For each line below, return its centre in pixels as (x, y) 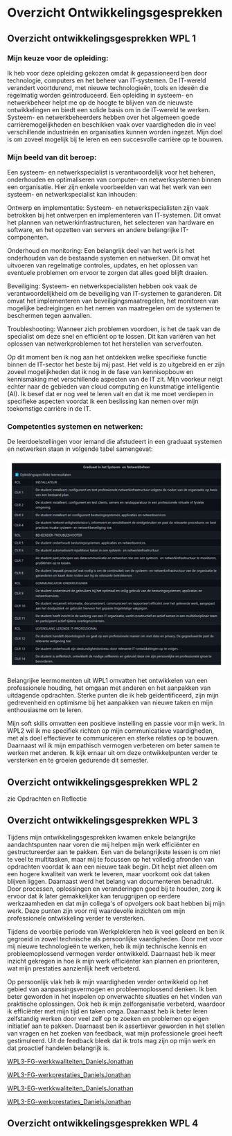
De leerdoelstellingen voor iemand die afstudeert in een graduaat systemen (115, 442)
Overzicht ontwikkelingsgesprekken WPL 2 (103, 782)
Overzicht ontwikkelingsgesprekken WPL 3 (103, 820)
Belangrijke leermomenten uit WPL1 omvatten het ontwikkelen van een (107, 681)
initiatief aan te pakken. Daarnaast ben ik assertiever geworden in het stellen (116, 1026)
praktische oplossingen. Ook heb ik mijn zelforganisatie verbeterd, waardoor (116, 1004)
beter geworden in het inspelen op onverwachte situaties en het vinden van (115, 996)
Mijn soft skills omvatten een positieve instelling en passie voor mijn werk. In (116, 724)
